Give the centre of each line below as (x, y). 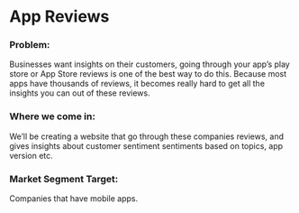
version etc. (32, 155)
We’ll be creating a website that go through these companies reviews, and (146, 136)
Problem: (30, 45)
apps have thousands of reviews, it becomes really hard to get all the (137, 84)
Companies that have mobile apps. (74, 199)
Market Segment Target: (64, 179)
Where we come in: (53, 116)
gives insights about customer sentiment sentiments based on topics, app (146, 145)
